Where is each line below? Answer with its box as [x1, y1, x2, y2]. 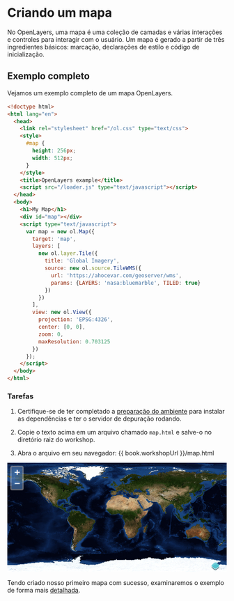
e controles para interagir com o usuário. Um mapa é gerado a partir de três [7, 35, 225, 43]
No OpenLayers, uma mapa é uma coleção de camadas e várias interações [7, 28, 223, 36]
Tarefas [7, 391, 34, 401]
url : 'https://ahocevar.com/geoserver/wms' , [51, 272, 182, 279]
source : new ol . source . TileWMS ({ [44, 265, 141, 272]
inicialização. [7, 50, 45, 58]
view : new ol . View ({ [32, 309, 92, 316]
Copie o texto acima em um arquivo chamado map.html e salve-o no [17, 428, 212, 437]
